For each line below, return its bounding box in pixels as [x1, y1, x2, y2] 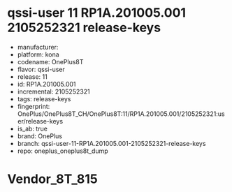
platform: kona [17, 50, 59, 59]
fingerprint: [17, 102, 50, 110]
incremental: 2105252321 [17, 87, 90, 96]
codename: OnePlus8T [17, 57, 84, 66]
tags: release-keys [17, 94, 71, 103]
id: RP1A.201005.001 [17, 80, 76, 88]
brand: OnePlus [17, 131, 63, 140]
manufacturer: [17, 43, 59, 51]
